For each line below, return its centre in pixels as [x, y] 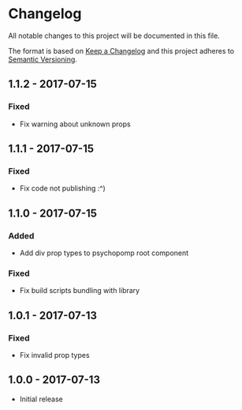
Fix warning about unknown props [75, 124]
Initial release [41, 399]
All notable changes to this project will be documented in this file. [114, 36]
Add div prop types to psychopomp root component [104, 253]
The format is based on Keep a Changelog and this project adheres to [121, 51]
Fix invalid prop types [54, 355]
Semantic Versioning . [43, 59]
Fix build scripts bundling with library [80, 291]
